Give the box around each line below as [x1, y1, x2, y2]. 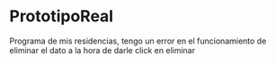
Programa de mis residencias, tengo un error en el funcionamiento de [9, 35, 267, 46]
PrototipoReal [9, 6, 114, 27]
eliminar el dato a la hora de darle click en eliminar [9, 44, 196, 55]
